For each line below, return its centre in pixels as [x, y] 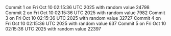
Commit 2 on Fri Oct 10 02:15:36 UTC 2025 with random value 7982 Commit [85, 13]
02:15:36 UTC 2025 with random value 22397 [53, 29]
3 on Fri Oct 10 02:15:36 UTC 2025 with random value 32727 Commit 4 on [83, 18]
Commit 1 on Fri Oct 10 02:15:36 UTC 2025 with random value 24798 [77, 7]
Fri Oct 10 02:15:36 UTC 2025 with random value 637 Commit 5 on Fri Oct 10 [86, 23]
